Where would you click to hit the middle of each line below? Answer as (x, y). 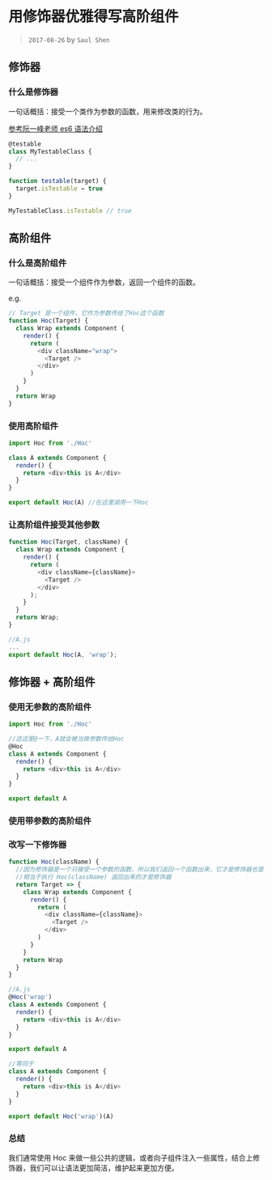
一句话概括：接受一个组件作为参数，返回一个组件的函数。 (104, 282)
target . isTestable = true (59, 189)
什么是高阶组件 (38, 262)
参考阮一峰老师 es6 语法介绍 (56, 128)
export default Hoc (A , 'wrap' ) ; (63, 654)
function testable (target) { (57, 181)
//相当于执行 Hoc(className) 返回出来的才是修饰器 (93, 877)
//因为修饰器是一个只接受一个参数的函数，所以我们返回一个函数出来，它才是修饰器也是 (140, 870)
